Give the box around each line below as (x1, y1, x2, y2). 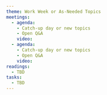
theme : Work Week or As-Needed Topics (6, 8, 101, 15)
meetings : (6, 14, 31, 20)
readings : (6, 63, 31, 70)
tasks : (6, 74, 22, 80)
